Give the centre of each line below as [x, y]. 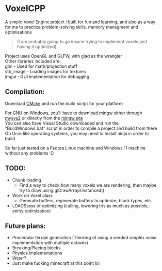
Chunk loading [27, 180]
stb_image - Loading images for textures [46, 71]
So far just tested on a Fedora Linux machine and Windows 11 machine [75, 148]
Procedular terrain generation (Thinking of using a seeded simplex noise [84, 238]
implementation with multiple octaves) [50, 243]
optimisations [18, 32]
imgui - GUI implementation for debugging [47, 76]
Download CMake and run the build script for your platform [64, 103]
